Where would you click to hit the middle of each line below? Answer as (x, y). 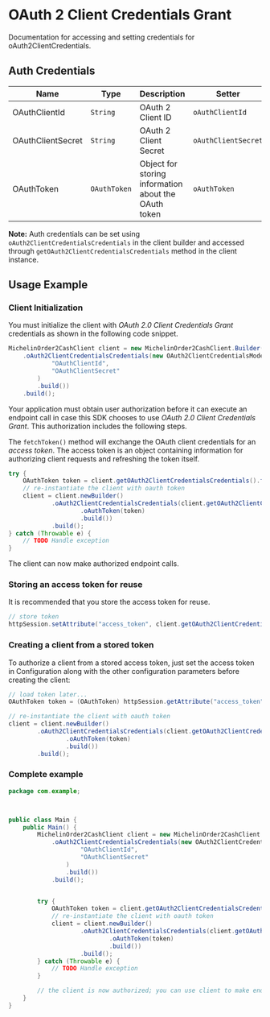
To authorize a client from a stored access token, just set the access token (131, 663)
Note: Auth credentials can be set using (74, 234)
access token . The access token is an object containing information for (126, 450)
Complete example (46, 775)
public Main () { (50, 827)
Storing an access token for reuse (76, 585)
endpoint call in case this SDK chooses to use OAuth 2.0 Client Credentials (132, 417)
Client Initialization (46, 308)
